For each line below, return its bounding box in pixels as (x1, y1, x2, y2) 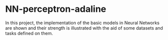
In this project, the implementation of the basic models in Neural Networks (5, 20, 160, 26)
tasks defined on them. (5, 30, 53, 36)
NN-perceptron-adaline (5, 3, 106, 15)
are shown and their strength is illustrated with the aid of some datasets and (5, 25, 163, 31)
